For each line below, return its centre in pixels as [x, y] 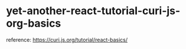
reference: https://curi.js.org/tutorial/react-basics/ [67, 40]
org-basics [34, 23]
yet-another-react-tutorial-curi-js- [93, 11]
